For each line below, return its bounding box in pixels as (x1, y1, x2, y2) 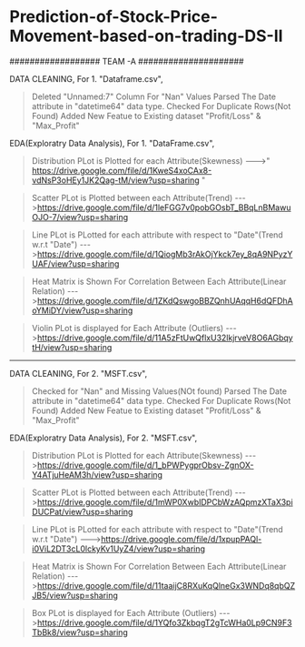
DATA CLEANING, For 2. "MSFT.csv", (9, 368, 148, 379)
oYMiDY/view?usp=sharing (31, 305, 133, 316)
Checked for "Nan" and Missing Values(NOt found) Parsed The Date (31, 385, 288, 397)
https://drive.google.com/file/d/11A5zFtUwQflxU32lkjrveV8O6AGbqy (37, 332, 293, 343)
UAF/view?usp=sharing (31, 258, 120, 269)
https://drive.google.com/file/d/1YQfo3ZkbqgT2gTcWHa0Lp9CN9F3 (37, 617, 292, 628)
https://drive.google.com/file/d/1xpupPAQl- (101, 533, 262, 544)
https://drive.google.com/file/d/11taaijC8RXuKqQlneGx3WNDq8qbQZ (37, 580, 296, 591)
